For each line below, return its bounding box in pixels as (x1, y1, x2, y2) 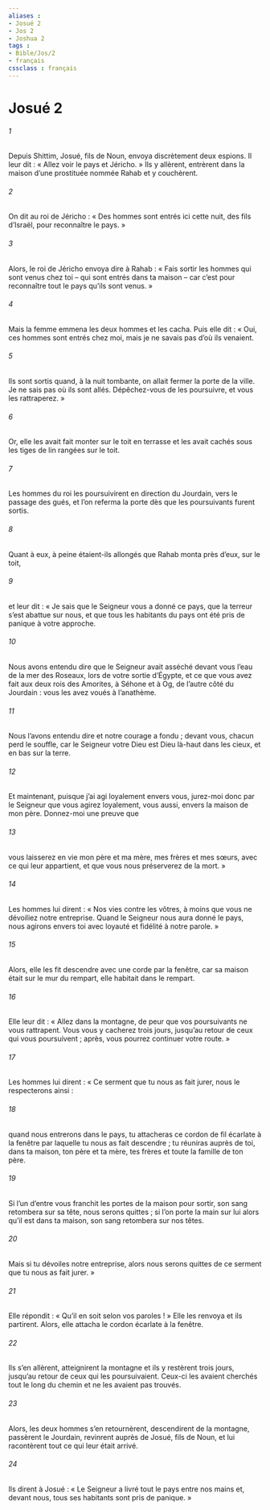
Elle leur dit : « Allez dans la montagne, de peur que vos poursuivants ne (8, 1017, 247, 1026)
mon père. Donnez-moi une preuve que (8, 809, 139, 818)
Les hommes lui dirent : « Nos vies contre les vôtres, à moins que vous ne (8, 904, 252, 913)
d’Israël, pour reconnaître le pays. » (8, 220, 126, 230)
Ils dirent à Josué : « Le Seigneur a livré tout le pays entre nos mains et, (8, 1484, 245, 1494)
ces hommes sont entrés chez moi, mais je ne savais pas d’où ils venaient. (8, 332, 255, 343)
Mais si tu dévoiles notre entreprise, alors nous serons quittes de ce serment (8, 1259, 262, 1268)
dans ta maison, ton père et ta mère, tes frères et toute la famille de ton (8, 1146, 243, 1156)
